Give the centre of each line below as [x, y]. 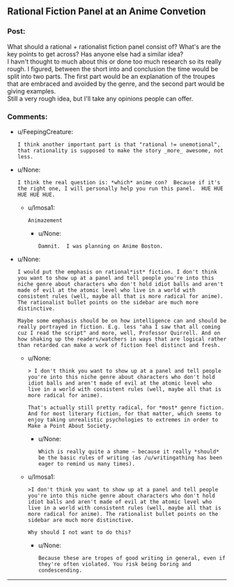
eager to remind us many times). [87, 463]
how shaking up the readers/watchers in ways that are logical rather [122, 339]
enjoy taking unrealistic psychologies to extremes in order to [123, 419]
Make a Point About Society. [70, 426]
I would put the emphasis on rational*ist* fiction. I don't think [117, 272]
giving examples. [32, 91]
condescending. [60, 570]
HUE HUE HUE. [36, 195]
